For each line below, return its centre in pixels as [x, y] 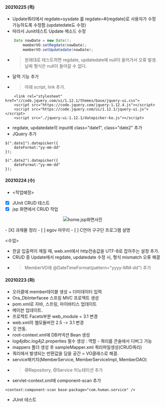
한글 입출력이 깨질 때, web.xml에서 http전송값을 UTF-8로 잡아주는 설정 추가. [86, 251]
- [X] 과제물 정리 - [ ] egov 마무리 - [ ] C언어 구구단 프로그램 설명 [68, 230]
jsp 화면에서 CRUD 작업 [35, 209]
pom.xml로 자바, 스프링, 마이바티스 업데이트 [54, 304]
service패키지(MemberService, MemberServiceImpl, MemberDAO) [80, 360]
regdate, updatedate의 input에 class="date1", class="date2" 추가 [77, 127]
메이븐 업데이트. [27, 310]
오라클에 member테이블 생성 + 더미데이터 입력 [57, 292]
